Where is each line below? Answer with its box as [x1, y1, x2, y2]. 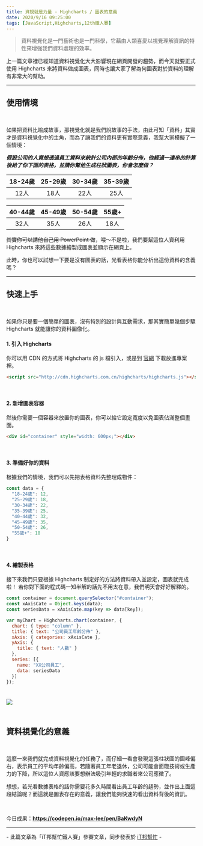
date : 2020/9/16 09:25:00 [6, 14, 71, 20]
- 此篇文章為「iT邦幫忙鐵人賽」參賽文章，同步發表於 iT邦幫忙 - [6, 833, 162, 841]
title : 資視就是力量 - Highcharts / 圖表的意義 [6, 8, 118, 15]
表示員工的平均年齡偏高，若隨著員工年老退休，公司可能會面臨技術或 [16, 762, 185, 770]
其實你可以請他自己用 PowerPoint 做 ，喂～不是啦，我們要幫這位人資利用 [6, 236, 185, 244]
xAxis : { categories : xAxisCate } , [11, 634, 101, 640]
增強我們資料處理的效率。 [31, 45, 95, 52]
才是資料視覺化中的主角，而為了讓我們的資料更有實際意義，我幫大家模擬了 [6, 134, 190, 141]
